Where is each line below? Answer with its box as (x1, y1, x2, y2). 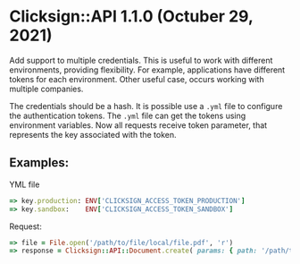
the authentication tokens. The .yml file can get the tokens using (9, 110, 246, 121)
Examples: (9, 155, 70, 171)
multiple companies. (9, 83, 84, 94)
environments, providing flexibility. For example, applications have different (9, 64, 286, 75)
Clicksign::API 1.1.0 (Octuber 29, (9, 6, 254, 27)
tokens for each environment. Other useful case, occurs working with (9, 73, 265, 84)
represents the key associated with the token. (9, 129, 177, 140)
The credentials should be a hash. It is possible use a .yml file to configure (9, 100, 283, 111)
